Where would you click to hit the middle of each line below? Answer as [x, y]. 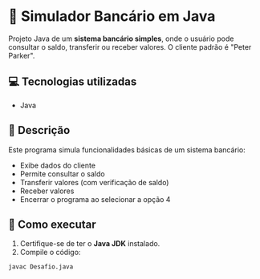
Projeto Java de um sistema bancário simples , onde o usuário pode [121, 38]
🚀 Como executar [52, 224]
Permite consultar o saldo [63, 174]
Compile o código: [50, 253]
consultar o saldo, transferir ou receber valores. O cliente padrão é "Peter [130, 46]
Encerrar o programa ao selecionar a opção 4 [95, 199]
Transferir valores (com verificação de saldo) [94, 182]
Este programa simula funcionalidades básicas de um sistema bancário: [127, 150]
